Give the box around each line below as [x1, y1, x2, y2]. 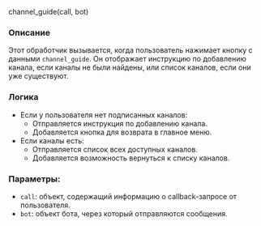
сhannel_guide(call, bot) [8, 7, 89, 16]
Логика [8, 92, 39, 103]
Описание [8, 27, 51, 38]
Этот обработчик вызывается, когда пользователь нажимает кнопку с [8, 45, 253, 55]
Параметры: [8, 173, 61, 185]
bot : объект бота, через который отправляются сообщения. [19, 208, 229, 218]
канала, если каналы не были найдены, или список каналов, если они [8, 62, 251, 72]
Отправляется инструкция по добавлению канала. [32, 118, 208, 128]
